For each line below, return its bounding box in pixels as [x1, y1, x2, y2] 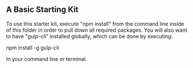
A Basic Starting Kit [6, 5, 79, 15]
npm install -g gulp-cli [6, 44, 60, 51]
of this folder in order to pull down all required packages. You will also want [6, 26, 187, 33]
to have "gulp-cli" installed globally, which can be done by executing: [6, 32, 173, 40]
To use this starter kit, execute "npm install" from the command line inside [6, 20, 184, 27]
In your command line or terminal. [6, 55, 88, 62]
